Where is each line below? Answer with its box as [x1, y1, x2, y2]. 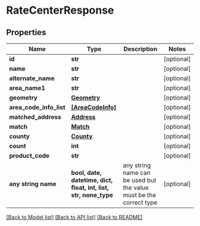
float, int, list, [71, 184, 109, 192]
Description [123, 45, 158, 53]
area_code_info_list [9, 103, 65, 111]
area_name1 [9, 84, 46, 92]
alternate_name [9, 74, 55, 82]
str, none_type [71, 191, 113, 199]
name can [123, 169, 151, 177]
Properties [6, 27, 46, 37]
